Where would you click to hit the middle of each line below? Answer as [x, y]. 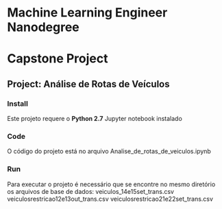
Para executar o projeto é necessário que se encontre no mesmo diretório [111, 184]
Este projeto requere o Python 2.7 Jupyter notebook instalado [95, 119]
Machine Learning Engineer [87, 13]
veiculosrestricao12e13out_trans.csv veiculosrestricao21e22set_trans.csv [110, 199]
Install [18, 103]
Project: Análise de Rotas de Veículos [88, 84]
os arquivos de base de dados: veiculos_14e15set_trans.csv [91, 191]
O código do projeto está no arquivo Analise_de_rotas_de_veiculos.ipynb [109, 151]
